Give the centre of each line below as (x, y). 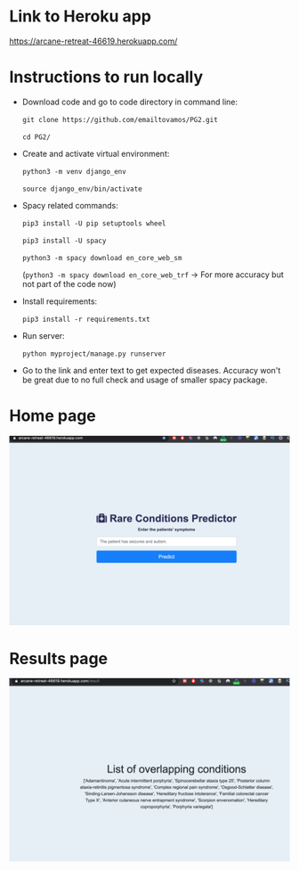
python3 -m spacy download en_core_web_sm (102, 258)
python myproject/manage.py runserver (94, 354)
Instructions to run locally (106, 77)
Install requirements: (60, 301)
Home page (53, 416)
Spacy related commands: (70, 205)
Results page (59, 658)
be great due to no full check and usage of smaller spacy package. (145, 380)
